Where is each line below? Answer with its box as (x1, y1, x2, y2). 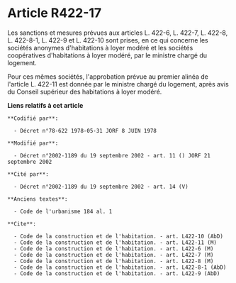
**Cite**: (7, 220, 37, 228)
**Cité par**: (7, 170, 50, 178)
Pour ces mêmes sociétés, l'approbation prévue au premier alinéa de (7, 72, 209, 81)
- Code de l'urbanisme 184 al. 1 (13, 208, 113, 215)
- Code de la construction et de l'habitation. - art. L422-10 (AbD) (13, 233, 223, 240)
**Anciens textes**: (7, 195, 69, 203)
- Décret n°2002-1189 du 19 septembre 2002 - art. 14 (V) (13, 183, 189, 190)
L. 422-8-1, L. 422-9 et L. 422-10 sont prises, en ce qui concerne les (7, 35, 208, 44)
